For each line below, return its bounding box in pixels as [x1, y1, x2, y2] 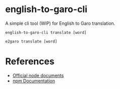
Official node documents [12, 72, 64, 78]
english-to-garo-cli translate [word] [5, 30, 87, 35]
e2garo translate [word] [5, 39, 57, 44]
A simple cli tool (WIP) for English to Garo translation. [5, 20, 115, 26]
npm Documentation [12, 77, 55, 84]
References [5, 56, 54, 67]
